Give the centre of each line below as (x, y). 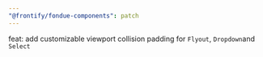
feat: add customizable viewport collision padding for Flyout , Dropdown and (131, 39)
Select (19, 46)
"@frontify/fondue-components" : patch (74, 16)
